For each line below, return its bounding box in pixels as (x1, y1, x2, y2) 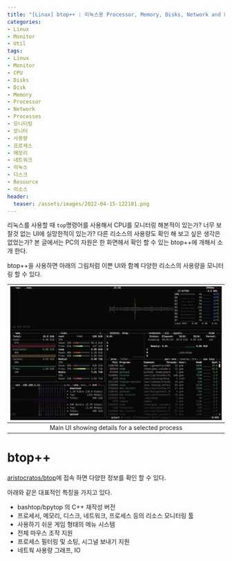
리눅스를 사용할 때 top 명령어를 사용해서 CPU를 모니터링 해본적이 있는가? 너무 (7, 221, 215, 229)
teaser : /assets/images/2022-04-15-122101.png (13, 200, 150, 207)
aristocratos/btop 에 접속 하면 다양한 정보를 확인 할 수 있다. (7, 473, 166, 482)
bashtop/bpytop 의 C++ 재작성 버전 (17, 502, 116, 511)
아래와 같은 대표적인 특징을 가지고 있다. (7, 488, 113, 496)
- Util (7, 40, 26, 48)
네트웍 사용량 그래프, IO (17, 546, 81, 554)
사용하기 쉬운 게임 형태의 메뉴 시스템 (17, 520, 115, 528)
